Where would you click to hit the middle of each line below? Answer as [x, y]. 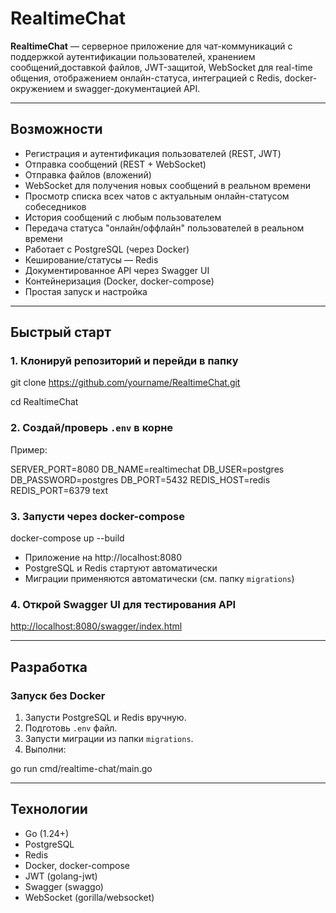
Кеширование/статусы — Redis [91, 259]
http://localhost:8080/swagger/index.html [96, 626]
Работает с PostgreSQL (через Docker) [107, 249]
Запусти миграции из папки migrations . [109, 739]
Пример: [29, 449]
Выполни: [45, 749]
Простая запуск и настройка [86, 291]
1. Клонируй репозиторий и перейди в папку [124, 361]
